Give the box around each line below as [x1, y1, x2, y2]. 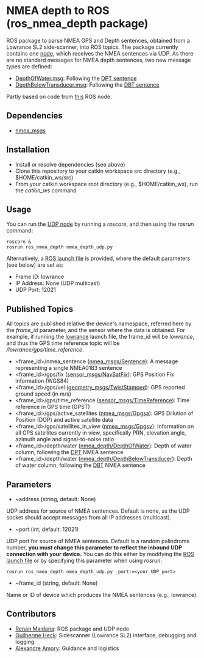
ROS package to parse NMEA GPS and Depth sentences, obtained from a [6, 37, 191, 44]
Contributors [6, 609, 57, 620]
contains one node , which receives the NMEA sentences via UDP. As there [6, 49, 194, 57]
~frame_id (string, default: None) [15, 579, 98, 587]
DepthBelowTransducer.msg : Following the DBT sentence [15, 81, 160, 89]
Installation [6, 145, 50, 155]
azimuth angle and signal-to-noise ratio [15, 436, 114, 443]
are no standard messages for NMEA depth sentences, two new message [6, 56, 191, 63]
